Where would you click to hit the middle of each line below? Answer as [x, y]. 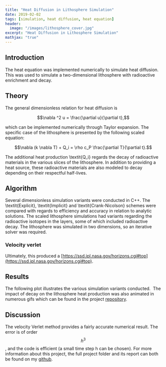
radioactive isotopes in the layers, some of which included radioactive [77, 221]
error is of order [21, 332]
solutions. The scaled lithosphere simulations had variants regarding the [79, 216]
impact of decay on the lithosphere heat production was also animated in [80, 294]
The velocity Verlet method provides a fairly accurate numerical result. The [82, 327]
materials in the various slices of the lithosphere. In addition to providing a [81, 162]
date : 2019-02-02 [23, 14]
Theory [17, 96]
